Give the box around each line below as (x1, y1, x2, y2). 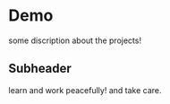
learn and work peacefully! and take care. (8, 84, 162, 95)
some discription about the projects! (8, 35, 142, 46)
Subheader (8, 61, 72, 76)
